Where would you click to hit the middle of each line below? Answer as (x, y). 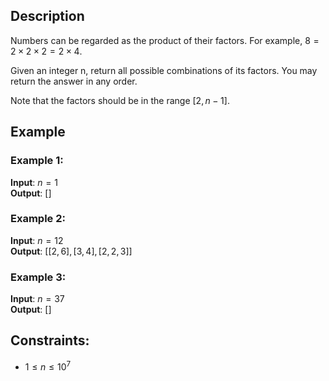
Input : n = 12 (37, 240)
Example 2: (38, 219)
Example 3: (38, 277)
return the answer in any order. (74, 81)
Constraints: (50, 340)
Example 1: (37, 161)
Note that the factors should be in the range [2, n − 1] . (120, 100)
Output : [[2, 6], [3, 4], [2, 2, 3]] (71, 251)
